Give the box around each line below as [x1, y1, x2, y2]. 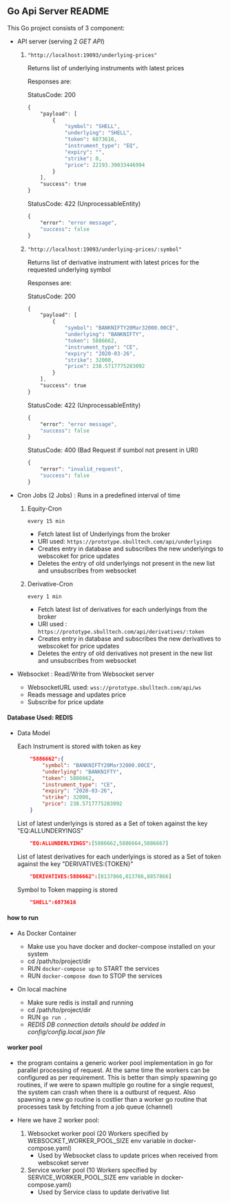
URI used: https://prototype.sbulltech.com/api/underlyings [37, 537, 212, 545]
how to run [7, 914, 39, 922]
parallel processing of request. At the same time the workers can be [17, 1066, 210, 1074]
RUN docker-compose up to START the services [27, 964, 160, 972]
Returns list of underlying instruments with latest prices [27, 63, 185, 72]
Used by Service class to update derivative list [37, 1188, 170, 1196]
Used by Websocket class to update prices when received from [37, 1151, 218, 1160]
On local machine [17, 985, 67, 993]
